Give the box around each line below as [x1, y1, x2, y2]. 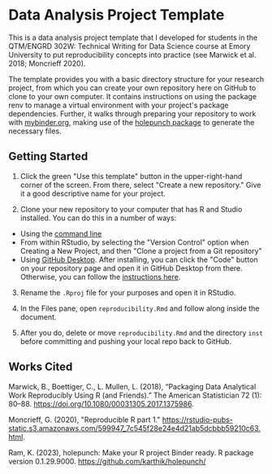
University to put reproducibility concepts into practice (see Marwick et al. [8, 50, 257, 59]
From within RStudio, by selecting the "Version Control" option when [19, 237, 249, 247]
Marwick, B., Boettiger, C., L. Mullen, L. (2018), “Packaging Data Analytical [8, 381, 257, 391]
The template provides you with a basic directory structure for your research [8, 74, 265, 84]
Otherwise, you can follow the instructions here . [19, 272, 181, 281]
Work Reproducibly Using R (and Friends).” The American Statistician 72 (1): [8, 390, 262, 400]
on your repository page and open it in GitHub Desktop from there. [19, 263, 244, 273]
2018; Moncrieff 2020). [8, 59, 86, 68]
